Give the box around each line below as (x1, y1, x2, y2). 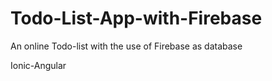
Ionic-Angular (10, 59, 67, 71)
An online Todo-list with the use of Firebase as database (10, 40, 243, 52)
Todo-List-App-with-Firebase (10, 7, 263, 30)
